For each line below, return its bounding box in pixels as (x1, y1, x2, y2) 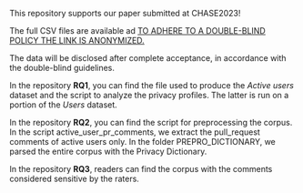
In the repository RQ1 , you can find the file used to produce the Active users (9, 80, 294, 90)
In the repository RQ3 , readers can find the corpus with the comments (9, 164, 273, 174)
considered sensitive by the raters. (9, 173, 139, 184)
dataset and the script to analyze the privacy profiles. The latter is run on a (9, 90, 289, 100)
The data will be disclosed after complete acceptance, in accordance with (9, 53, 287, 63)
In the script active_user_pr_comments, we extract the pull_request (9, 127, 261, 137)
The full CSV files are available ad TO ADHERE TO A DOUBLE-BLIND (9, 25, 266, 36)
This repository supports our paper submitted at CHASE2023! (9, 8, 241, 18)
